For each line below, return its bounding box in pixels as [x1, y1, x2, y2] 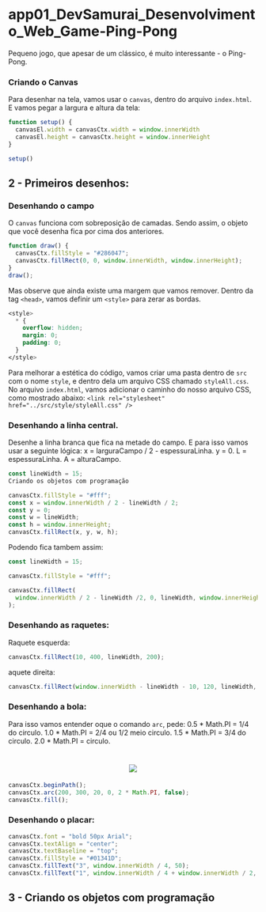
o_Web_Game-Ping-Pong [8, 22, 178, 40]
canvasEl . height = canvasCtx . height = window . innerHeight [15, 133, 211, 141]
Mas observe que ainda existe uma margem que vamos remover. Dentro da [8, 286, 253, 295]
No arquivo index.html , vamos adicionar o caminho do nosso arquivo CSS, [8, 384, 252, 394]
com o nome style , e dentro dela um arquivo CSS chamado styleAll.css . [8, 376, 249, 385]
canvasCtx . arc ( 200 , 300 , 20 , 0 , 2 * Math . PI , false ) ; [8, 789, 190, 797]
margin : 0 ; [22, 331, 59, 339]
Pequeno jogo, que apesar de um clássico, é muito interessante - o [8, 48, 227, 58]
